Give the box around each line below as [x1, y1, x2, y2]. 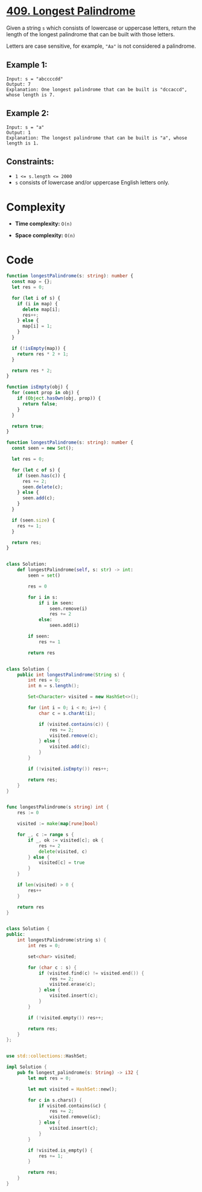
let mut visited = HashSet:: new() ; [28, 1086, 118, 1092]
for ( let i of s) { [11, 295, 61, 301]
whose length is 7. [6, 92, 55, 98]
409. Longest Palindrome [6, 4, 136, 18]
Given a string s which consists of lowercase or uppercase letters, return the [6, 24, 197, 31]
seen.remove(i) [49, 606, 87, 612]
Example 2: [6, 108, 49, 118]
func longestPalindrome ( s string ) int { [6, 804, 110, 811]
